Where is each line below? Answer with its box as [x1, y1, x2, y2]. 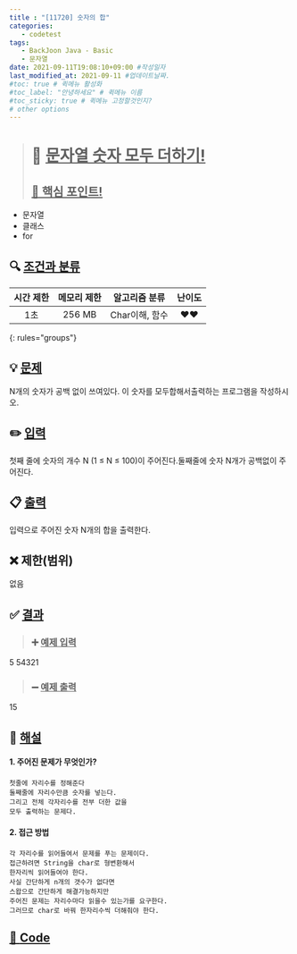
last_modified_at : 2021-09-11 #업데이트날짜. [9, 72, 170, 80]
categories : [9, 21, 54, 30]
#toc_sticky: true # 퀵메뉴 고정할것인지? [9, 96, 153, 106]
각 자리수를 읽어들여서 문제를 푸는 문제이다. [9, 849, 150, 858]
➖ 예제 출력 [30, 680, 78, 693]
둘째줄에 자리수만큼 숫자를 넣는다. [9, 788, 118, 797]
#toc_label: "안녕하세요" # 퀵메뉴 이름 [9, 88, 143, 97]
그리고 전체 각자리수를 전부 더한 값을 [9, 798, 128, 806]
